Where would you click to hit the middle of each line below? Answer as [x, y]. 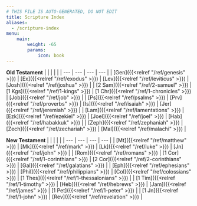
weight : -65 [42, 45]
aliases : [17, 22]
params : [37, 50]
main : [24, 39]
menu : [13, 34]
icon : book [51, 55]
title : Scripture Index [35, 17]
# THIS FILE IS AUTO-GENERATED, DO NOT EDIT [62, 12]
